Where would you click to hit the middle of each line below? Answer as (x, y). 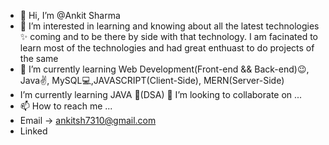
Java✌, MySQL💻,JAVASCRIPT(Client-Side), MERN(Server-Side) (152, 80)
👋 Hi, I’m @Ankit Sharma (70, 15)
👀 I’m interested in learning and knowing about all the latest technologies (169, 26)
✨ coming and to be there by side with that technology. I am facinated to (168, 36)
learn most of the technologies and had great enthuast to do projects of (167, 48)
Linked (33, 131)
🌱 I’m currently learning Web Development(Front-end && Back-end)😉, (164, 69)
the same (39, 58)
